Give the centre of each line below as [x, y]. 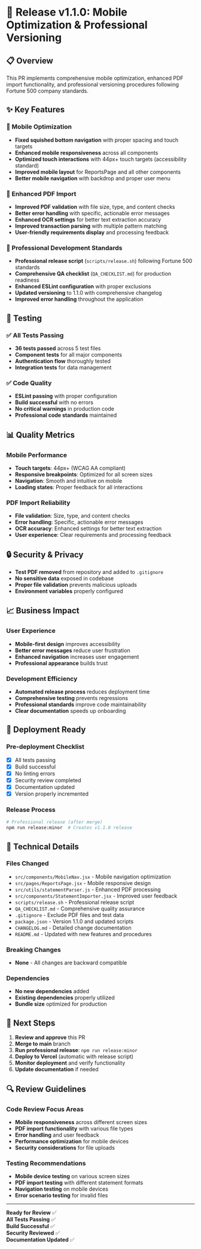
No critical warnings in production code [65, 409]
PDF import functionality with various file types [74, 1128]
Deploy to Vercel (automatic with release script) [74, 1057]
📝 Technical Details [43, 846]
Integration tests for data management [63, 367]
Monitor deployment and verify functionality [70, 1063]
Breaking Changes [34, 949]
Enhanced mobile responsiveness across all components [86, 153]
